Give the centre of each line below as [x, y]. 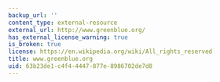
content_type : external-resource [63, 23]
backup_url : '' [33, 15]
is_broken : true [35, 45]
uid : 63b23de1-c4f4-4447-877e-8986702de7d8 [81, 66]
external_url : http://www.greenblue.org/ [77, 30]
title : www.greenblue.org [50, 59]
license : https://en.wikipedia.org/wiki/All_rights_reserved [110, 52]
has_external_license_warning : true [68, 37]
